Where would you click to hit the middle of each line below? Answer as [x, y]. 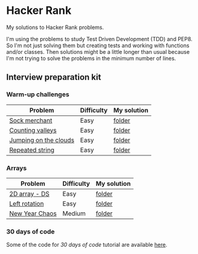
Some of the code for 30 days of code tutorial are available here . [87, 245]
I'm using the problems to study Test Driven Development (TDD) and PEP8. [100, 39]
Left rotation [27, 203]
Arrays [17, 168]
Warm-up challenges [38, 94]
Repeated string [32, 150]
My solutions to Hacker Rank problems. [55, 27]
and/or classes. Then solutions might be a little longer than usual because [98, 51]
